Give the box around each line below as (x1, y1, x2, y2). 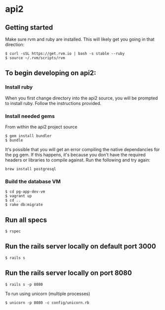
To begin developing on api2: (5, 69, 96, 77)
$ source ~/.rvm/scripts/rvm (5, 55, 65, 60)
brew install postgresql (5, 166, 56, 171)
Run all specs (5, 215, 47, 224)
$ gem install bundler (5, 133, 52, 138)
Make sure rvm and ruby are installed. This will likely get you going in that (5, 36, 155, 42)
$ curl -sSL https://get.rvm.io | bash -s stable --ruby (5, 51, 125, 56)
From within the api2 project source (5, 124, 78, 130)
